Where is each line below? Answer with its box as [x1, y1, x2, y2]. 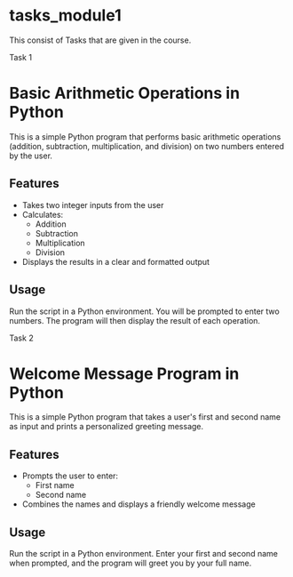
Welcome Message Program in [9, 364, 240, 383]
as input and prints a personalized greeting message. [9, 421, 204, 432]
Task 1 [9, 52, 33, 62]
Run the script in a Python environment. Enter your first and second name [9, 549, 278, 559]
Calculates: [21, 209, 64, 220]
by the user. [9, 150, 53, 161]
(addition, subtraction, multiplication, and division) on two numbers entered [9, 140, 284, 151]
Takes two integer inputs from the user [21, 199, 164, 210]
